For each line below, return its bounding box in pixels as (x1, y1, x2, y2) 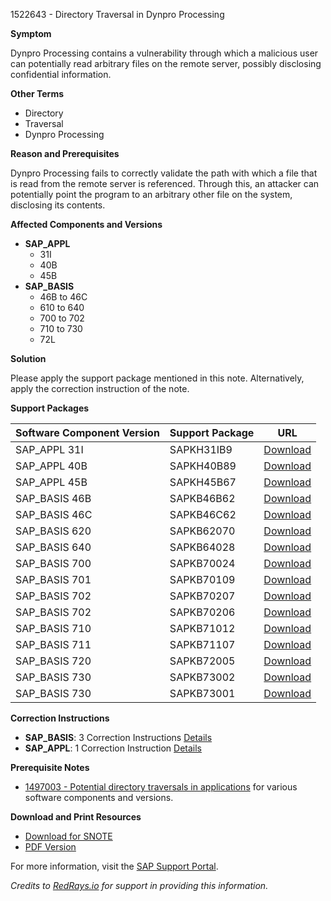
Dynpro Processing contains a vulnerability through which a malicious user (10, 47, 319, 59)
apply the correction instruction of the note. (10, 383, 190, 394)
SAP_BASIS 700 (15, 557, 92, 570)
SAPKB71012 (169, 622, 236, 635)
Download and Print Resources (10, 811, 142, 823)
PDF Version (24, 841, 77, 853)
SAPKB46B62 (169, 492, 236, 505)
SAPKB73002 (169, 670, 236, 684)
